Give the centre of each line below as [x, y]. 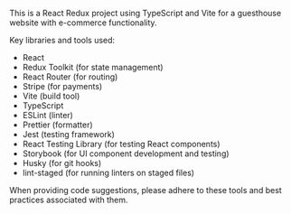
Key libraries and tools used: [62, 40]
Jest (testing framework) [69, 134]
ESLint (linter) [48, 115]
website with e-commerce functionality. [83, 23]
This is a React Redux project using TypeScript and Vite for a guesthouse [145, 13]
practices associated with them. [69, 200]
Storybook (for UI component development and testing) [126, 154]
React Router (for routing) [70, 77]
